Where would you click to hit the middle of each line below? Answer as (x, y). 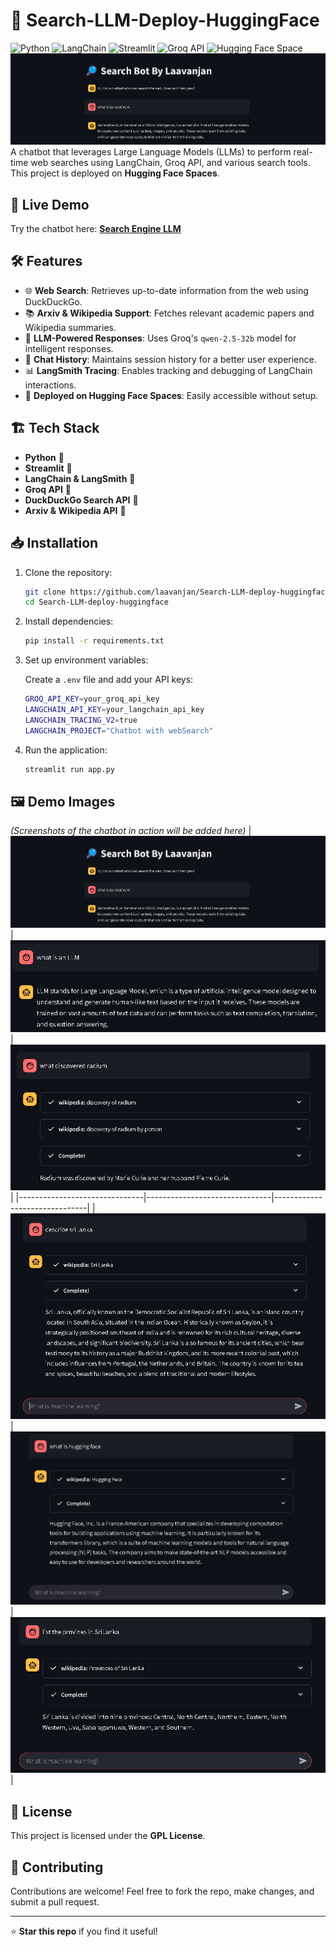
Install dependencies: (69, 621)
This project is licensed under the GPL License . (108, 1836)
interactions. (50, 385)
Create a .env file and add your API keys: (109, 680)
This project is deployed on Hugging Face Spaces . (115, 173)
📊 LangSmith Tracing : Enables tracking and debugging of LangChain (168, 370)
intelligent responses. (69, 348)
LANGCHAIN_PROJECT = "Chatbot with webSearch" (119, 730)
